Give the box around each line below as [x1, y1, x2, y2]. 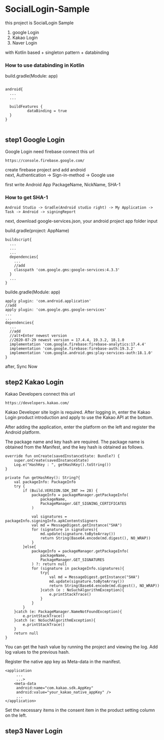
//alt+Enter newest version [9, 333, 67, 338]
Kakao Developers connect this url [5, 391, 75, 397]
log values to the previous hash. [5, 649, 70, 655]
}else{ [23, 544, 36, 549]
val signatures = [31, 514, 67, 519]
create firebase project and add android [5, 167, 86, 173]
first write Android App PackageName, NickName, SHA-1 [5, 182, 121, 188]
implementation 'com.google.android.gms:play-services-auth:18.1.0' [9, 351, 153, 356]
